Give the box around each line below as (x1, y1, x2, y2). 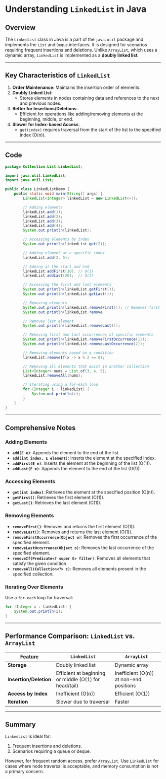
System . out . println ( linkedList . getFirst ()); (23, 287, 116, 292)
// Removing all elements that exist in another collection (23, 364, 149, 369)
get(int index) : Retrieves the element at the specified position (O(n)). (12, 489, 156, 495)
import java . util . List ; (5, 178, 54, 183)
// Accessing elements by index (23, 237, 90, 242)
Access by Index (7, 690, 48, 697)
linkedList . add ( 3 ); (23, 218, 63, 224)
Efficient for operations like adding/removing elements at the (19, 111, 143, 117)
